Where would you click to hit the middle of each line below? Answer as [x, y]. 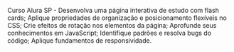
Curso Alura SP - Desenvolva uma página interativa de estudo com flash [113, 10]
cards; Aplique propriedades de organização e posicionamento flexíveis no [117, 18]
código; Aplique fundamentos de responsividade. [80, 41]
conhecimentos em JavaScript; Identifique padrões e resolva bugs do [110, 33]
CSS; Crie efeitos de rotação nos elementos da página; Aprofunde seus [112, 25]
